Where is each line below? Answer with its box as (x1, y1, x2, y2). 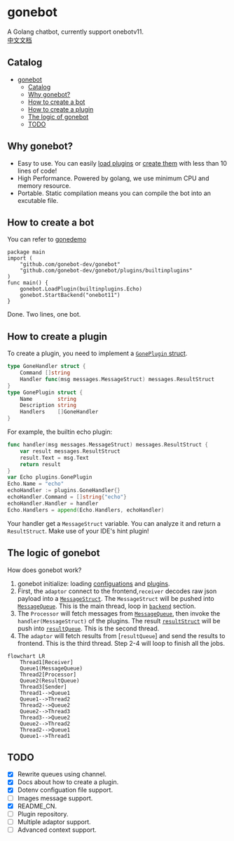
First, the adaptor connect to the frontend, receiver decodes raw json (17, 587, 217, 595)
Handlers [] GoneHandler (20, 409, 99, 416)
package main (7, 249, 46, 256)
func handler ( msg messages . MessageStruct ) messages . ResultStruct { (7, 442, 209, 449)
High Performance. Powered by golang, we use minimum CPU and (17, 173, 209, 183)
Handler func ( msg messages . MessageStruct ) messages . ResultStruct (20, 376, 215, 383)
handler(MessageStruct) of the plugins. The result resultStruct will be (17, 616, 221, 625)
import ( (7, 255, 33, 262)
